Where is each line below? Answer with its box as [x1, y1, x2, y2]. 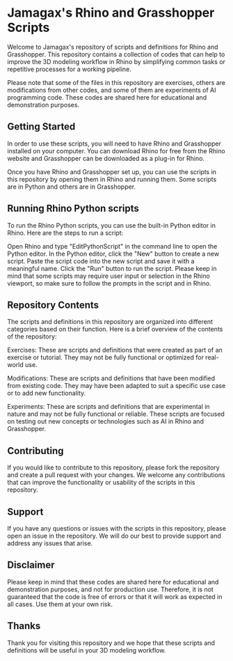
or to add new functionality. [7, 389, 86, 398]
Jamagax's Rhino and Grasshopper [7, 5, 215, 21]
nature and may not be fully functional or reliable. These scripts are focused [7, 410, 225, 419]
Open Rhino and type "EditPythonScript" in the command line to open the [7, 242, 218, 250]
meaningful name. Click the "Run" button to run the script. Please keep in [7, 264, 217, 272]
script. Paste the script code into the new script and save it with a [7, 256, 195, 265]
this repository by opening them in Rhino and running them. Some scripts [7, 175, 217, 183]
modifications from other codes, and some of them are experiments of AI [7, 86, 217, 94]
